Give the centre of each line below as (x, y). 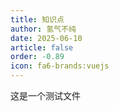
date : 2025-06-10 (46, 38)
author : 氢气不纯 (43, 29)
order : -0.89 (37, 57)
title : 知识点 (37, 19)
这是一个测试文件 (45, 95)
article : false (42, 47)
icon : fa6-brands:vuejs (60, 66)
